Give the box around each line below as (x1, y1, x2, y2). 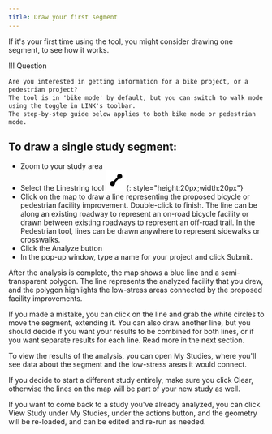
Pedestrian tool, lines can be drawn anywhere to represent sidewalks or (19, 226, 261, 236)
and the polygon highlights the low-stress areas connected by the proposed (8, 285, 262, 295)
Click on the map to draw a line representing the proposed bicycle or (19, 191, 250, 202)
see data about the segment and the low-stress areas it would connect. (8, 359, 248, 369)
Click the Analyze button (19, 243, 103, 253)
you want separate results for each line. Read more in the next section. (8, 335, 245, 345)
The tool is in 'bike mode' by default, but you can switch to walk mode (8, 93, 264, 101)
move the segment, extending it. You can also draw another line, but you (8, 318, 251, 328)
